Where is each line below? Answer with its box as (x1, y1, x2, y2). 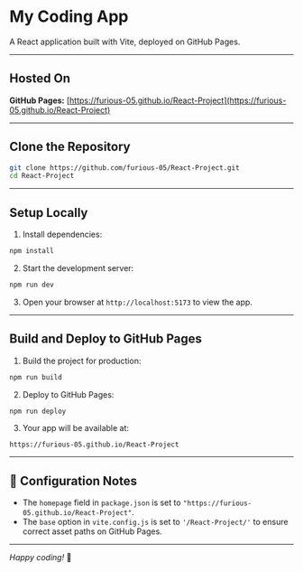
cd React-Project (9, 172, 75, 181)
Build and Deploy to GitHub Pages (9, 332, 203, 347)
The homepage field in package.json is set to (22, 497, 182, 508)
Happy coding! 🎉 (9, 552, 72, 563)
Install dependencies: (22, 229, 103, 240)
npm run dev (9, 280, 54, 289)
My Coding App (9, 6, 129, 27)
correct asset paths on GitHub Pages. (22, 526, 162, 537)
